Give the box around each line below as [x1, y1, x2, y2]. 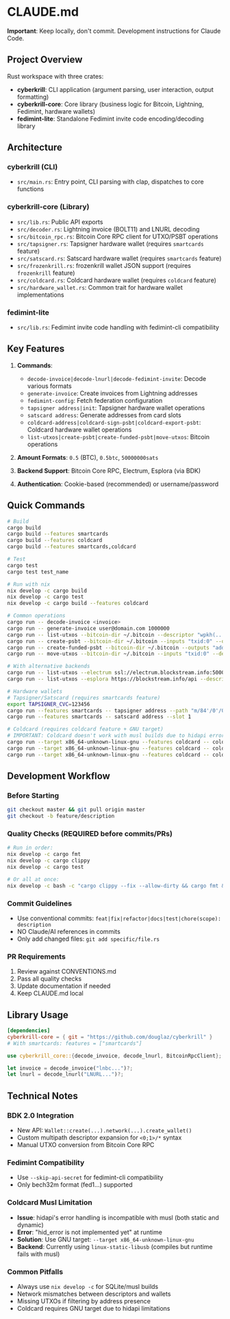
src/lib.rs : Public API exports [16, 217, 103, 226]
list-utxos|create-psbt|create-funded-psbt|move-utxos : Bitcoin [27, 432, 210, 441]
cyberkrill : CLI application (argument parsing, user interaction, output [16, 85, 214, 93]
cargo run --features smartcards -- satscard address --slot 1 [7, 713, 192, 720]
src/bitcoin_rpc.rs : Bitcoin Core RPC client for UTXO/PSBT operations [16, 232, 218, 241]
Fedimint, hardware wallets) [16, 107, 96, 115]
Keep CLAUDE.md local [16, 989, 84, 998]
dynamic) [16, 1220, 44, 1229]
